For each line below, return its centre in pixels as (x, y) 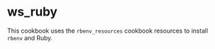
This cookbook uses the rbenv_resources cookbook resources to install (107, 31)
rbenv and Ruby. (30, 37)
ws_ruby (32, 12)
